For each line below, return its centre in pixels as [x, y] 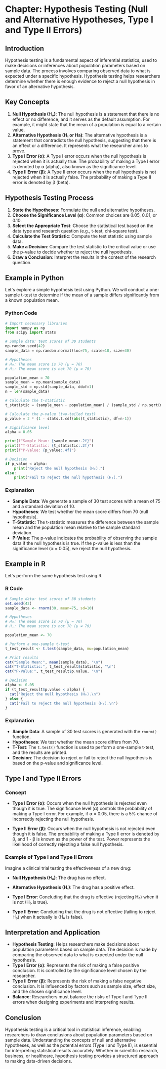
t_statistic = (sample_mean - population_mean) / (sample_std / [73, 405]
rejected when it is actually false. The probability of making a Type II [82, 177]
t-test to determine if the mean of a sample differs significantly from [90, 295]
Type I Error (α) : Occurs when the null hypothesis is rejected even [80, 803]
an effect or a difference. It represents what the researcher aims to [80, 145]
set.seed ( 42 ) [19, 604]
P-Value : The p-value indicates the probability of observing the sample [84, 538]
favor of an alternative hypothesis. [40, 87]
